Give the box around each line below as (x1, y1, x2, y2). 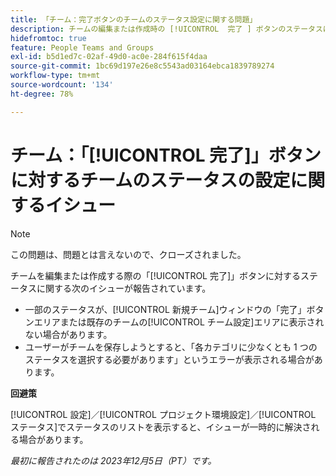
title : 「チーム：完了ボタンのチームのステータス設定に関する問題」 (10, 14, 258, 25)
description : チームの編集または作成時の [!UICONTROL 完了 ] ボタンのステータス (10, 24, 323, 34)
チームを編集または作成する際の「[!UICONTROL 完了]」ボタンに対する (10, 269, 302, 281)
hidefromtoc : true (10, 33, 87, 43)
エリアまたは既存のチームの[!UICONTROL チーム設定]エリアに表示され (33, 316, 325, 328)
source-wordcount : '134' (10, 80, 114, 90)
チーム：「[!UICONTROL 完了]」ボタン (10, 144, 322, 166)
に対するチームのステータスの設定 (10, 169, 291, 191)
